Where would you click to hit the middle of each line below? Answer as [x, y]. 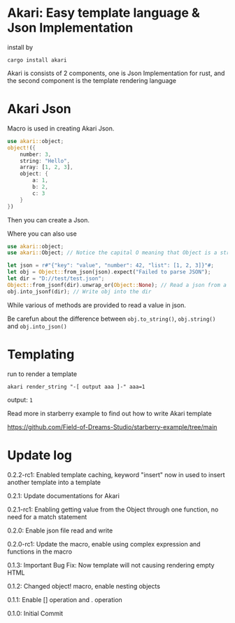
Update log [40, 455]
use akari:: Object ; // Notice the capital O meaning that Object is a [112, 253]
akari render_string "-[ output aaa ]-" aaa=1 [76, 387]
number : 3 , [36, 154]
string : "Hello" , [45, 161]
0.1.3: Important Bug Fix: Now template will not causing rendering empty [111, 565]
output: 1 [20, 400]
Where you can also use [42, 234]
